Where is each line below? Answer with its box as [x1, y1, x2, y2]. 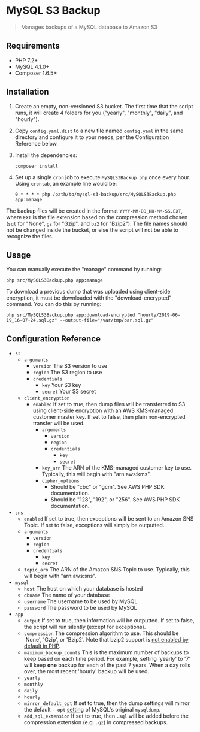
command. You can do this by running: [6, 301, 102, 308]
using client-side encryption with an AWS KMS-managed [32, 407, 174, 414]
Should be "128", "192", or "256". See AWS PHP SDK [50, 496, 180, 503]
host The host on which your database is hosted [23, 585, 143, 592]
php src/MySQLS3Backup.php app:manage [6, 277, 103, 283]
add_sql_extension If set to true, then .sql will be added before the [23, 712, 189, 719]
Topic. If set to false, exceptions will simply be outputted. [23, 522, 165, 529]
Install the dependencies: [14, 151, 78, 159]
